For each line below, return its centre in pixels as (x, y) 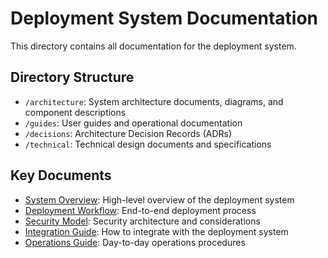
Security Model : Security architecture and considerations (142, 221)
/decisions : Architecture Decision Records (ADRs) (128, 133)
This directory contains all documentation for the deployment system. (153, 46)
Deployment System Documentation (164, 18)
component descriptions (75, 112)
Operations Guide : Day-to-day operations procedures (135, 242)
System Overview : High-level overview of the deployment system (159, 199)
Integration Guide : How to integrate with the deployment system (156, 231)
